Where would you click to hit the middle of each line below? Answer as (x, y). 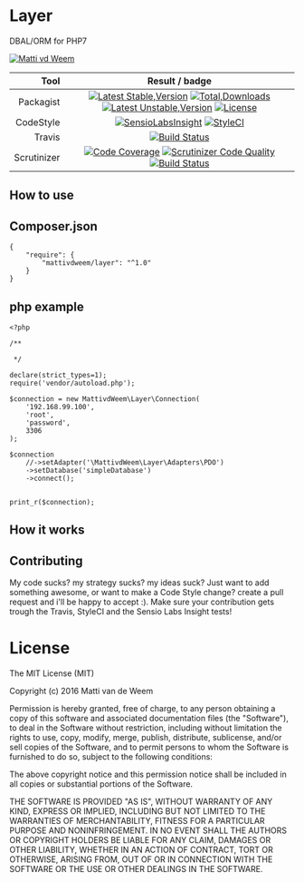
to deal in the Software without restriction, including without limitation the (146, 728)
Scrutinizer (37, 157)
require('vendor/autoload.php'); (72, 383)
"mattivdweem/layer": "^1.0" (97, 263)
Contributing (46, 560)
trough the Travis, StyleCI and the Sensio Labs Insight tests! (121, 612)
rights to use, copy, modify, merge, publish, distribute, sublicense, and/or (146, 738)
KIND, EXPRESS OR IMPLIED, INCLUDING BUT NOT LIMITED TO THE (138, 811)
